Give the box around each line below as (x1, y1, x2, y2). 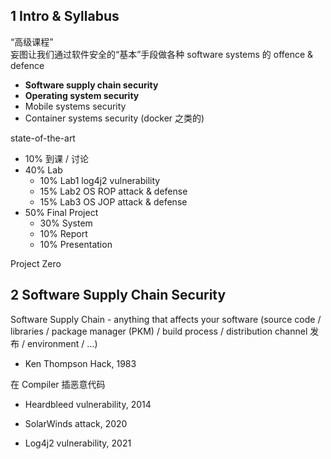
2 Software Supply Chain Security (10, 287, 227, 304)
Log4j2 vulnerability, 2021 (24, 437, 132, 449)
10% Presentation (39, 238, 113, 250)
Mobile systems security (24, 100, 127, 112)
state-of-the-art (10, 132, 76, 144)
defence (10, 59, 45, 71)
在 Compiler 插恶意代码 (10, 378, 106, 390)
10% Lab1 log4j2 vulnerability (39, 174, 161, 186)
